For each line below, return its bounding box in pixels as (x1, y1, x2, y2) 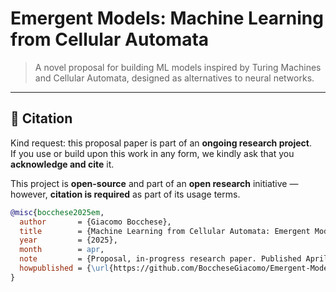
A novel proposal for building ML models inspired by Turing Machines (34, 61, 322, 73)
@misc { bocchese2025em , (10, 207, 105, 217)
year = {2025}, (19, 235, 118, 246)
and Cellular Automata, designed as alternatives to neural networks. (34, 72, 315, 84)
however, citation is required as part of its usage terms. (10, 188, 241, 200)
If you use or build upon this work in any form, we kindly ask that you (10, 147, 295, 159)
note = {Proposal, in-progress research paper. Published (19, 254, 302, 264)
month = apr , (19, 245, 105, 255)
